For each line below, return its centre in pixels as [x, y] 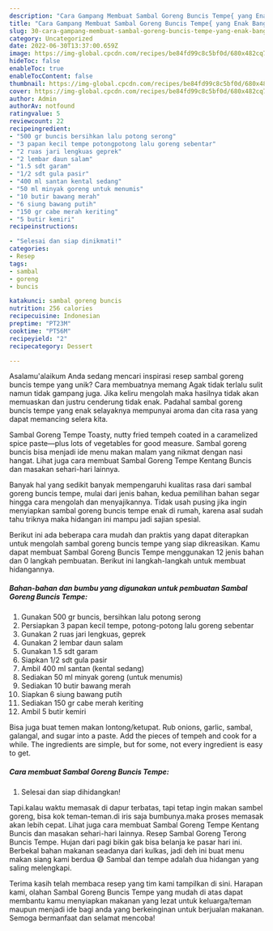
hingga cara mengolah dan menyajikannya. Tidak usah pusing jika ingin [128, 502]
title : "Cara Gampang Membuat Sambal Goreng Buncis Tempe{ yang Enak [129, 23]
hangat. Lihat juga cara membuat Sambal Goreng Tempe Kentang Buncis [130, 461]
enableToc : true [36, 69]
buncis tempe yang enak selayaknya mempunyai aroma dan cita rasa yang [134, 410]
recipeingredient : [40, 129]
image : [20, 53]
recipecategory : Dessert [51, 346]
